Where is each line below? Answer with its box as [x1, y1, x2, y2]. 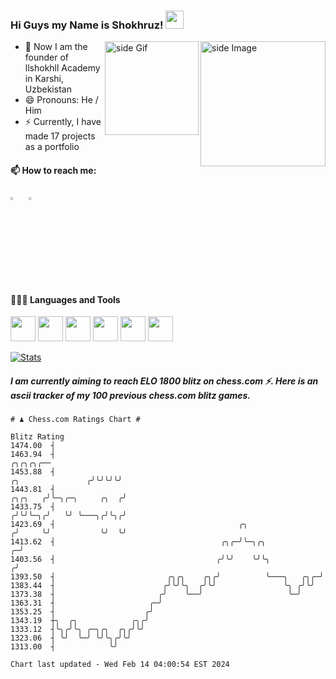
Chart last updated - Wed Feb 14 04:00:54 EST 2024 [10, 660, 230, 670]
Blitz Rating [10, 432, 65, 442]
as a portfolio [24, 141, 80, 153]
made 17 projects [24, 130, 96, 142]
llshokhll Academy [24, 62, 101, 74]
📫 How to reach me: [10, 164, 97, 176]
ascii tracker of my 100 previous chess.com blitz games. [10, 390, 252, 402]
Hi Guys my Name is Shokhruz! [10, 18, 164, 32]
